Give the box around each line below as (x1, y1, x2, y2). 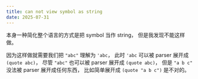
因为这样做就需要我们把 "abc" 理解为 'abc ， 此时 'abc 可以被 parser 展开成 (6, 51, 189, 58)
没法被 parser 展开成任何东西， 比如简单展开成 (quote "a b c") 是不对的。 (6, 66, 190, 73)
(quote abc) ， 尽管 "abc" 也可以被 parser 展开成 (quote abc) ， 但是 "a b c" (6, 59, 193, 66)
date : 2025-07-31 (6, 14, 49, 20)
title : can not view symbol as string (6, 8, 103, 15)
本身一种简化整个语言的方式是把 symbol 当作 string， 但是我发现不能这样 (6, 31, 185, 39)
